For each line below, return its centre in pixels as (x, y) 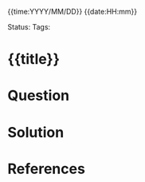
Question (38, 96)
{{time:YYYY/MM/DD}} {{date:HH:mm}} (72, 12)
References (46, 169)
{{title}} (34, 59)
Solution (36, 132)
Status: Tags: (29, 27)
